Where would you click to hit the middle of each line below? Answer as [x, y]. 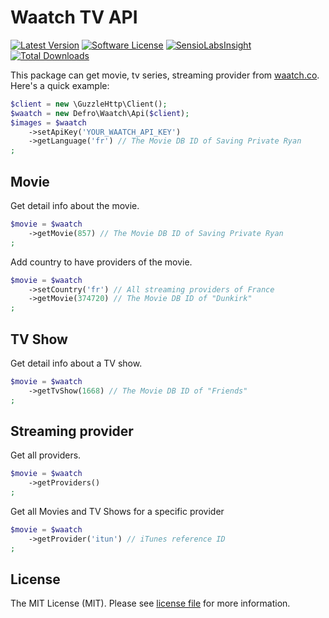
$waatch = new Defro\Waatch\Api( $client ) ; [100, 113]
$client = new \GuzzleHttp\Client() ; [89, 104]
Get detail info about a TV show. [76, 363]
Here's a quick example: [60, 85]
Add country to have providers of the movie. [101, 262]
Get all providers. [46, 455]
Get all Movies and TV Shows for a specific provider [117, 511]
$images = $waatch [48, 122]
